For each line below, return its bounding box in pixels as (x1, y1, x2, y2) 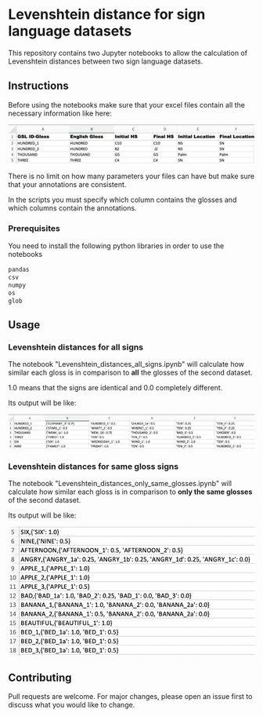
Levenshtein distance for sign (8, 5, 206, 24)
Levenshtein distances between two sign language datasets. (8, 57, 204, 66)
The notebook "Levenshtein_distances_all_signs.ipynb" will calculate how (8, 360, 245, 369)
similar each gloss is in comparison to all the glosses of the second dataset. (8, 368, 253, 378)
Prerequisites (8, 223, 60, 234)
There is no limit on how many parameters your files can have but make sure (8, 171, 255, 181)
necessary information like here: (8, 108, 112, 118)
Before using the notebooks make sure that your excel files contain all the (8, 100, 245, 109)
